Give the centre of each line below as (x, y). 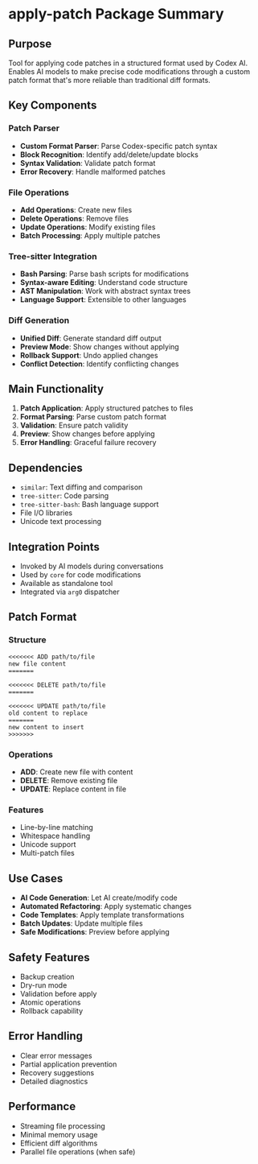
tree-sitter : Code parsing (64, 496)
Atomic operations (50, 1002)
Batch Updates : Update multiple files (81, 923)
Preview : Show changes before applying (87, 434)
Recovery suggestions (57, 1072)
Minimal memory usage (59, 1134)
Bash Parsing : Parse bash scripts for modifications (104, 274)
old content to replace (48, 713)
